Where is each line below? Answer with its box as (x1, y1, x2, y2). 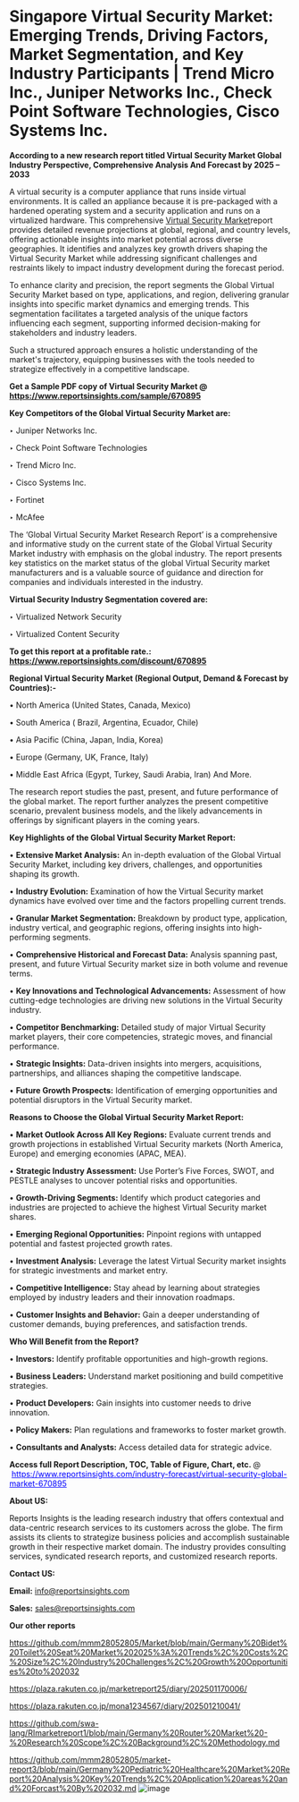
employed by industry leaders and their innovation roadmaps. (9, 1291, 236, 1303)
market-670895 (9, 1478, 67, 1489)
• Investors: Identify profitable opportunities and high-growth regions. (9, 1353, 269, 1364)
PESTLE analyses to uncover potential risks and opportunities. (9, 1175, 238, 1186)
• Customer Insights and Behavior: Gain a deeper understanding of (9, 1309, 261, 1320)
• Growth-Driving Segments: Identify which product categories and (9, 1192, 261, 1203)
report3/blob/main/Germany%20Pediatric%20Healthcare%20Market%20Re (9, 1764, 290, 1774)
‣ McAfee (9, 512, 45, 523)
